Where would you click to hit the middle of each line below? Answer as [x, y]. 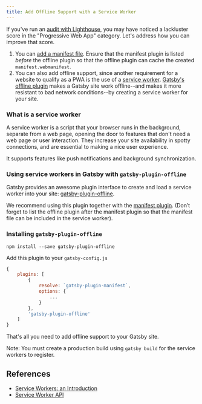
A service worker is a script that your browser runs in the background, [94, 127]
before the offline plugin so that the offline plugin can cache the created [105, 60]
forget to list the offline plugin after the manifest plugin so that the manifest [99, 212]
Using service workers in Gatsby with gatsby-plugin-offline [96, 174]
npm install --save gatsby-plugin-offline [60, 246]
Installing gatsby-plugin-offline [54, 234]
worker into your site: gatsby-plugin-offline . [60, 194]
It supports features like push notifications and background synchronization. [101, 158]
